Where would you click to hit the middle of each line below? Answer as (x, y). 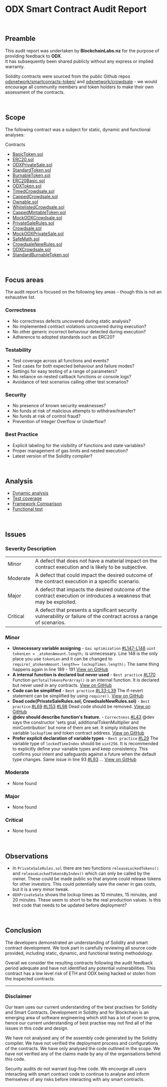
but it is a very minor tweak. (41, 889)
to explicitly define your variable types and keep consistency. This (80, 749)
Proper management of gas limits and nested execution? (70, 451)
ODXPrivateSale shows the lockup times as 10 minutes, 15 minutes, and (85, 895)
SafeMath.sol (26, 239)
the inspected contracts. (30, 978)
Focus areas (24, 280)
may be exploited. (56, 602)
